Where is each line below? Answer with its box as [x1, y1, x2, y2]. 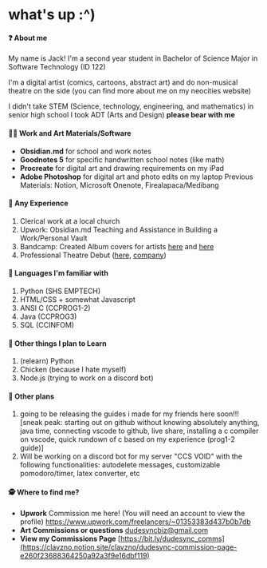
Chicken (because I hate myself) [19, 365, 127, 375]
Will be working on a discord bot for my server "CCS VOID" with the [19, 451, 243, 461]
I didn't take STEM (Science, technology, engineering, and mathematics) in [8, 101, 253, 111]
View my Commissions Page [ [19, 534, 121, 543]
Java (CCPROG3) [19, 312, 77, 321]
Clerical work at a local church [19, 216, 120, 225]
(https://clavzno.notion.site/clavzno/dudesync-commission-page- [19, 542, 238, 552]
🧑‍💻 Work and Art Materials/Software [8, 128, 132, 137]
